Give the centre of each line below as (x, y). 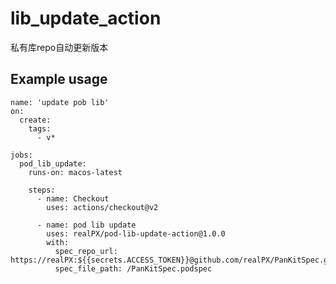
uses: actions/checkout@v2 (102, 207)
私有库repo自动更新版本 (59, 47)
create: (35, 120)
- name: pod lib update (86, 225)
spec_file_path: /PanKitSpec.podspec (133, 268)
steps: (42, 190)
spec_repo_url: (86, 251)
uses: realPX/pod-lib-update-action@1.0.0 (136, 233)
